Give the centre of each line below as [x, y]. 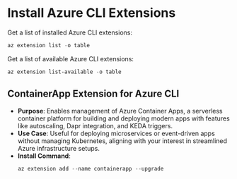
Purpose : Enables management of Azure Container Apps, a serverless [120, 111]
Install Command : [44, 156]
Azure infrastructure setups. [59, 148]
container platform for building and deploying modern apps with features [123, 118]
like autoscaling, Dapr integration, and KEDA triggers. [95, 125]
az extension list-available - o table [64, 72]
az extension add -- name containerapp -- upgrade [91, 168]
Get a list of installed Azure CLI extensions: [70, 32]
